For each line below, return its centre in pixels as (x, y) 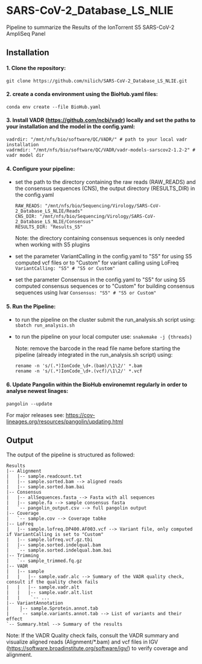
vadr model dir (25, 155)
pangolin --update (29, 404)
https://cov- (80, 415)
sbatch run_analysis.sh (45, 326)
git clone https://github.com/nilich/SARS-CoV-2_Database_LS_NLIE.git (97, 81)
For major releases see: (35, 415)
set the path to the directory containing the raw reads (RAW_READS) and (105, 182)
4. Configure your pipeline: (41, 168)
